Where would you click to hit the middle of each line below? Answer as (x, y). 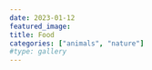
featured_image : (40, 26)
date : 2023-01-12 (42, 18)
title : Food (32, 35)
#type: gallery (38, 52)
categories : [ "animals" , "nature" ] (77, 43)
